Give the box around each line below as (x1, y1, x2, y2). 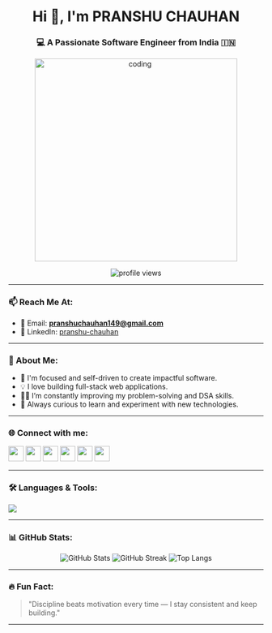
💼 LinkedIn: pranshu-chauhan (19, 326, 119, 336)
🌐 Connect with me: (8, 428, 89, 438)
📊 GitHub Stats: (8, 532, 73, 543)
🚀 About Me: (8, 355, 58, 366)
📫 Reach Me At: (8, 296, 74, 308)
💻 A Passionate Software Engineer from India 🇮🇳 (36, 37, 236, 48)
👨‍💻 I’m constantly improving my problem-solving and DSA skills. (19, 391, 235, 401)
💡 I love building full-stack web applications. (19, 381, 168, 392)
